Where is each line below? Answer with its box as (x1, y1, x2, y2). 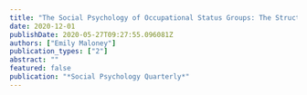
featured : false (9, 64, 71, 73)
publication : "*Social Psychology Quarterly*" (9, 72, 190, 81)
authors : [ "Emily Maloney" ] (9, 38, 117, 48)
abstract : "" (9, 55, 59, 64)
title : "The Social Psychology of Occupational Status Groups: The (9, 13, 272, 23)
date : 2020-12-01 (9, 22, 76, 31)
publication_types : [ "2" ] (9, 47, 108, 56)
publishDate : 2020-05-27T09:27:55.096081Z (9, 30, 174, 39)
